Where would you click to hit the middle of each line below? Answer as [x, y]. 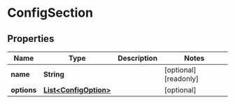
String [54, 74]
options [24, 90]
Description [138, 58]
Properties [31, 39]
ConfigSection [50, 13]
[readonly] [181, 79]
